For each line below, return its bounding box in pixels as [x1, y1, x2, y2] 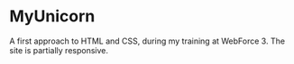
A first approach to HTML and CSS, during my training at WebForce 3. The [9, 36, 286, 46]
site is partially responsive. [9, 44, 108, 55]
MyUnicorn [9, 6, 96, 27]
